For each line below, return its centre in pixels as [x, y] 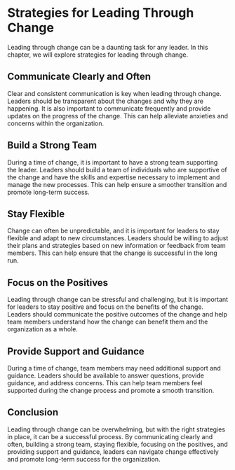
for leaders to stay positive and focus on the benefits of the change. [106, 307]
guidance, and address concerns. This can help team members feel [105, 383]
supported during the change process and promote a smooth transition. [111, 390]
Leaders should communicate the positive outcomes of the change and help [117, 315]
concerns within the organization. [55, 123]
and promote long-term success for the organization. [84, 459]
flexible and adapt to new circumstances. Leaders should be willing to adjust [118, 238]
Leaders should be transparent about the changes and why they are [105, 101]
